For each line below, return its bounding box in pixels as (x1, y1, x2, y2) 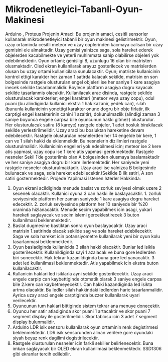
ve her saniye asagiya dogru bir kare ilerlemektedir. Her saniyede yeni (5, 159, 149, 165)
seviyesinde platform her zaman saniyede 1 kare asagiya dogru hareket (12, 195, 159, 202)
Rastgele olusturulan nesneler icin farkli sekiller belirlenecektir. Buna (12, 340, 154, 346)
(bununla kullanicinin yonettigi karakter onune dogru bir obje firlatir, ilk (5, 106, 150, 112)
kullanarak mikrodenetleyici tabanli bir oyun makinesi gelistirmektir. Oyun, (5, 36, 157, 42)
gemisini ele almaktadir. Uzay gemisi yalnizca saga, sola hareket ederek (5, 47, 153, 53)
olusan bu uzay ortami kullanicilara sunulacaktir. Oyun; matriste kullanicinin (5, 68, 160, 74)
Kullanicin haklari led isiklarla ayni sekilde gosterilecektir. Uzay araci (12, 270, 153, 276)
